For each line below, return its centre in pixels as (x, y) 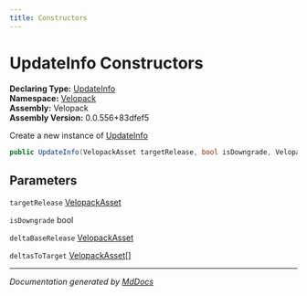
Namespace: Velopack (53, 98)
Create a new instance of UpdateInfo (79, 135)
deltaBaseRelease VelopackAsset (72, 238)
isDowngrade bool (42, 220)
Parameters (43, 180)
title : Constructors (49, 18)
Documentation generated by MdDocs (81, 282)
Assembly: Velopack (49, 108)
